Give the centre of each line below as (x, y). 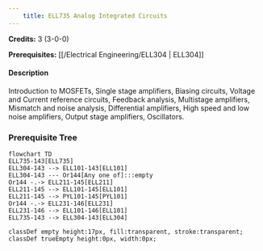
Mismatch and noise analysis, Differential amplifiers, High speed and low (129, 108)
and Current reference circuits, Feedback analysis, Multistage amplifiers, (129, 99)
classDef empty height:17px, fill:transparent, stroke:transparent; (126, 232)
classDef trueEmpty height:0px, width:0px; (83, 239)
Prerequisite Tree (43, 137)
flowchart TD (30, 154)
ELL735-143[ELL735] (41, 161)
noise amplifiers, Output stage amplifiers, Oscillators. (96, 116)
